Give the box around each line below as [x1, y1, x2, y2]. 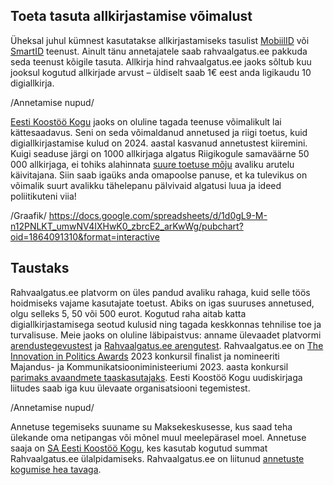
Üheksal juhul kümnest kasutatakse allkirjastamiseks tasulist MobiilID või [10, 34, 310, 46]
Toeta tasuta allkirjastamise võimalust [10, 8, 253, 25]
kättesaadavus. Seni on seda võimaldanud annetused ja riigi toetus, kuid [10, 126, 308, 138]
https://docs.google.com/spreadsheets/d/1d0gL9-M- [48, 209, 268, 221]
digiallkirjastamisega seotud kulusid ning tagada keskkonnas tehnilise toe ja [10, 318, 322, 330]
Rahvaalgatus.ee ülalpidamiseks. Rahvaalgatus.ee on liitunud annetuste [10, 452, 305, 464]
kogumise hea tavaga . [10, 463, 102, 475]
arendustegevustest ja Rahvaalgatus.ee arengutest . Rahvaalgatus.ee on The [10, 339, 324, 351]
